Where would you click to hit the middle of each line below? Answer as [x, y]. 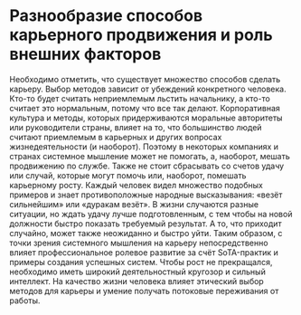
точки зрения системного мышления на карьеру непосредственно [139, 243]
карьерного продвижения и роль [141, 35]
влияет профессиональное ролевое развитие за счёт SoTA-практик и [144, 252]
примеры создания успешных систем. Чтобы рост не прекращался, [141, 262]
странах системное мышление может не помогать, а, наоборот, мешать [150, 156]
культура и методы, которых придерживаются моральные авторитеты [146, 118]
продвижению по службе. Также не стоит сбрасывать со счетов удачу [147, 166]
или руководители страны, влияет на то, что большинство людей [136, 127]
